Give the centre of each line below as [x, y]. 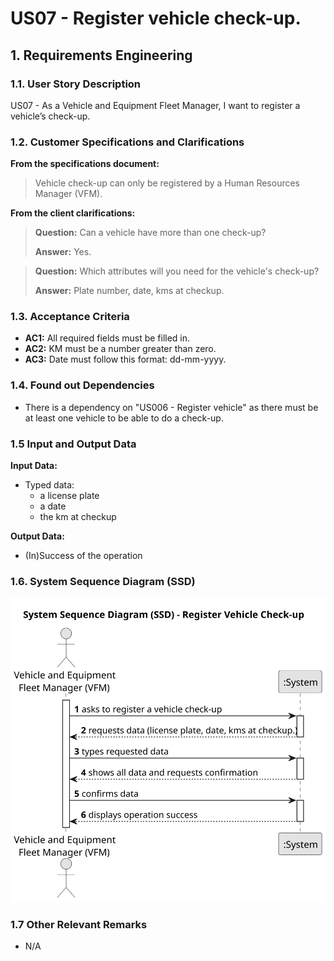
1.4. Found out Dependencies [82, 385]
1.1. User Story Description [76, 84]
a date [53, 506]
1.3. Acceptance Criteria [70, 317]
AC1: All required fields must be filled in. [107, 338]
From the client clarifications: [73, 213]
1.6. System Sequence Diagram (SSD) [103, 581]
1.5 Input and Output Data [73, 444]
